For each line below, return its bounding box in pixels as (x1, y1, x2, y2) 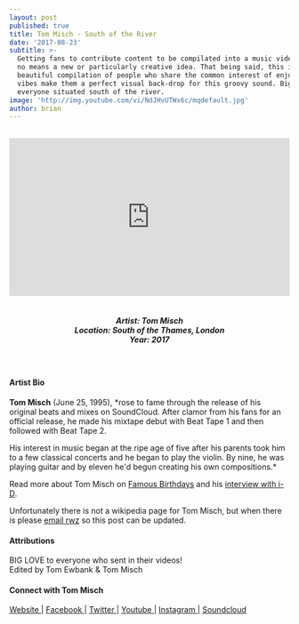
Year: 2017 (129, 334, 170, 345)
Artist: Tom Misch (115, 316, 184, 326)
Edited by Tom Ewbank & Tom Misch (9, 564, 143, 575)
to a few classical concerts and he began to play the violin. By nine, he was (9, 452, 285, 462)
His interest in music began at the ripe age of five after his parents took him (9, 442, 286, 453)
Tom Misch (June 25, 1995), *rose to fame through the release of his (9, 396, 262, 407)
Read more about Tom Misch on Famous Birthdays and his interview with (9, 478, 277, 489)
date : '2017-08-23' (9, 37, 82, 47)
